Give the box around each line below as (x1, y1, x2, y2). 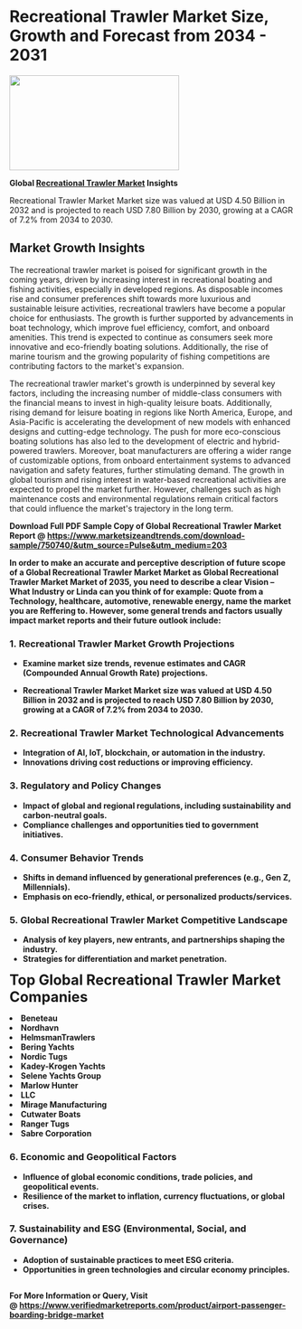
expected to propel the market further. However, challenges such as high (9, 484, 281, 495)
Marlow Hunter (21, 1080, 79, 1091)
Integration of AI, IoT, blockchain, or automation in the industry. (22, 748, 266, 759)
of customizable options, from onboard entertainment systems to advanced (9, 455, 291, 466)
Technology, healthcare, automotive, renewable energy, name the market (9, 595, 292, 607)
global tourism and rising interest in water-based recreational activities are (9, 474, 287, 485)
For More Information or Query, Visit (9, 1290, 148, 1301)
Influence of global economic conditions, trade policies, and (22, 1171, 253, 1182)
